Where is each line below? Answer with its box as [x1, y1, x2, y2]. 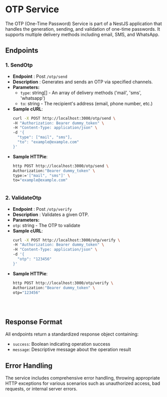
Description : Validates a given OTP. [12, 211, 89, 217]
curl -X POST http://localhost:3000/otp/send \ [12, 116, 116, 121]
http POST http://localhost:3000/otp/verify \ [12, 280, 114, 285]
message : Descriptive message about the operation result [12, 346, 131, 352]
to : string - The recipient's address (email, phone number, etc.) [20, 100, 153, 106]
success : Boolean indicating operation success [12, 341, 110, 347]
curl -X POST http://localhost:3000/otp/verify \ [12, 237, 121, 242]
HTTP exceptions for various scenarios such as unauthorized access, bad [5, 380, 160, 387]
